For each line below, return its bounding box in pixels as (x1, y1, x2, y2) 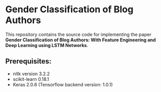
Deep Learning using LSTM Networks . (5, 42, 88, 48)
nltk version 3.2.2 (12, 71, 50, 77)
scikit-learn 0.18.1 (12, 76, 49, 82)
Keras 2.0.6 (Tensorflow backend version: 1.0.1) (12, 81, 113, 87)
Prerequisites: (5, 57, 51, 66)
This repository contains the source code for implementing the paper (5, 31, 152, 37)
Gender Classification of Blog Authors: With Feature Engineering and (5, 37, 156, 43)
